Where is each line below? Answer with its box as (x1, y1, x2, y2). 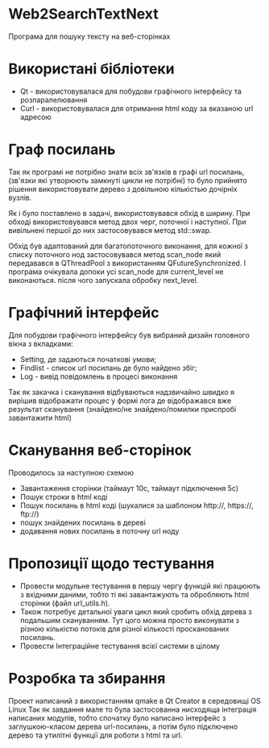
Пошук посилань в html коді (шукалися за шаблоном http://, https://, (19, 501, 254, 510)
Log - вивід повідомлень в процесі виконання (19, 372, 178, 381)
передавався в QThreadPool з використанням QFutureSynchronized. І (8, 258, 246, 268)
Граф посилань (8, 140, 116, 159)
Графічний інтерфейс (8, 304, 159, 322)
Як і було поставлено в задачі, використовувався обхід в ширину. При (8, 208, 250, 218)
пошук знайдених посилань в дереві (19, 517, 147, 527)
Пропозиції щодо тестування (8, 554, 215, 572)
